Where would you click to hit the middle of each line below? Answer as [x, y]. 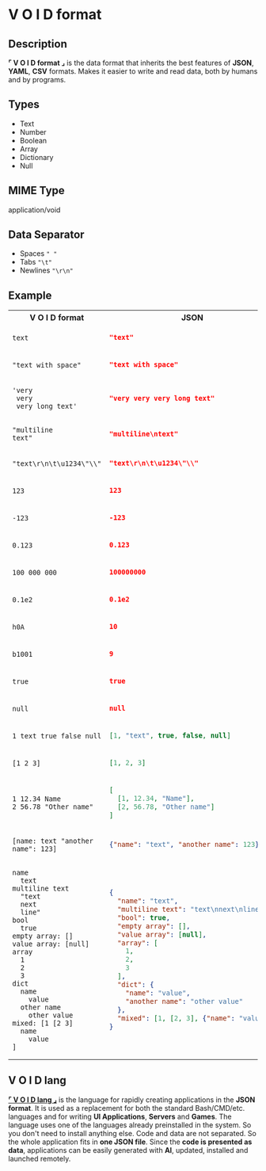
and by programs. [37, 80]
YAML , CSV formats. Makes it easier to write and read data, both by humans [133, 71]
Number [33, 132]
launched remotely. [40, 1158]
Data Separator [46, 235]
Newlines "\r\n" [46, 270]
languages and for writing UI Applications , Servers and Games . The [120, 1116]
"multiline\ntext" [144, 434]
